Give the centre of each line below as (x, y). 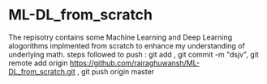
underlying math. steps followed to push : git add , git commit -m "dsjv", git (134, 54)
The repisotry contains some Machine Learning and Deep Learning (121, 37)
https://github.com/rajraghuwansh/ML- (135, 63)
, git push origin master (116, 71)
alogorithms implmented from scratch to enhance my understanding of (127, 45)
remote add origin (38, 63)
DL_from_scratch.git (42, 71)
